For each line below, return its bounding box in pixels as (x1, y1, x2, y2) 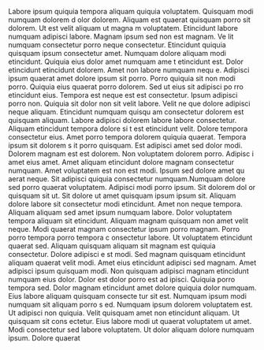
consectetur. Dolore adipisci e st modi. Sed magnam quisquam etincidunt (8, 250, 246, 259)
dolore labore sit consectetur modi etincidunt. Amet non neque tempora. (8, 199, 243, 208)
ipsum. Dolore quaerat (8, 333, 80, 342)
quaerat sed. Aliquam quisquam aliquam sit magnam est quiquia (8, 241, 216, 251)
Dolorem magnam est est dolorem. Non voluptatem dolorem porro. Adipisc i (8, 149, 255, 158)
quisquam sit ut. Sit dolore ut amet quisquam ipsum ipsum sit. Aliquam (8, 191, 236, 200)
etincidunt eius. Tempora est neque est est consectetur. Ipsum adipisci (8, 91, 238, 99)
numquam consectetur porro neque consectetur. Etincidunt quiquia (8, 40, 226, 50)
